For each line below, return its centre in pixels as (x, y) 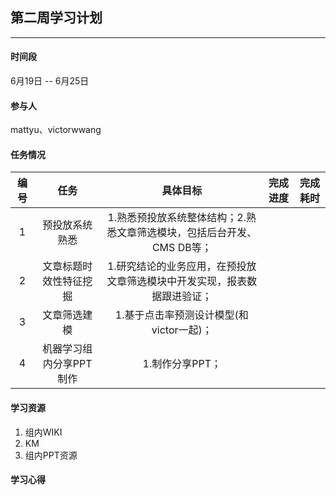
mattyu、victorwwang (56, 130)
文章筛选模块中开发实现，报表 (177, 281)
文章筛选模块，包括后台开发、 (187, 233)
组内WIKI (43, 432)
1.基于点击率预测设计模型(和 (181, 315)
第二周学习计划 (56, 18)
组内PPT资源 (51, 455)
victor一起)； (182, 330)
